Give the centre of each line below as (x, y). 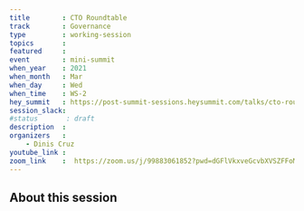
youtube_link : (38, 152)
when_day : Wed (46, 85)
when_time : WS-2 (48, 93)
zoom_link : (38, 161)
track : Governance (60, 26)
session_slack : (38, 110)
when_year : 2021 (48, 69)
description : (38, 128)
